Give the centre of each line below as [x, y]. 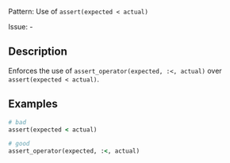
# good [19, 144]
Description [38, 52]
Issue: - [21, 27]
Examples [33, 104]
